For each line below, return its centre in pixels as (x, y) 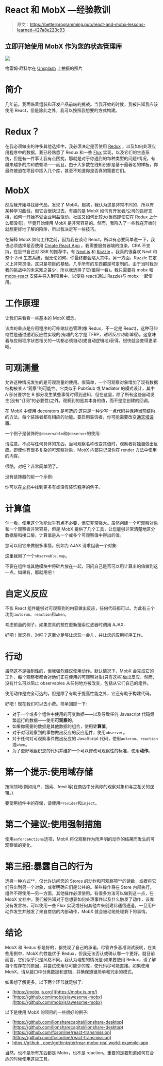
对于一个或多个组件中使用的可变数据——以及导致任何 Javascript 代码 (81, 714)
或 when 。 (21, 745)
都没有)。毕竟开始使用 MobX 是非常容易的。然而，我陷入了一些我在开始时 (83, 223)
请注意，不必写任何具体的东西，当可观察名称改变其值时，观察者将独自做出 (79, 444)
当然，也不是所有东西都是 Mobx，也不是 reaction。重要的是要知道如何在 (77, 1053)
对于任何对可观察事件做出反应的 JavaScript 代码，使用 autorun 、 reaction (85, 739)
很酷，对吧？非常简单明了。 (33, 466)
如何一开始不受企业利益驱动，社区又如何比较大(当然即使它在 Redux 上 (83, 217)
